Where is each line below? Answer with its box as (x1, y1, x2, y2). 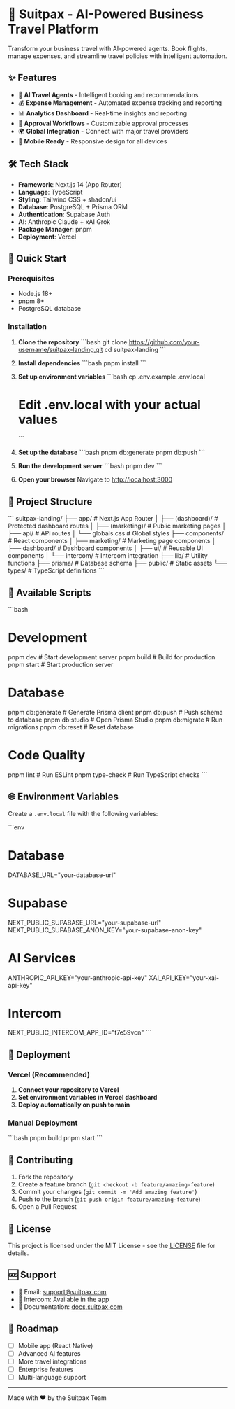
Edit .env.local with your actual (17, 397, 201, 412)
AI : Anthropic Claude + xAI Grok (17, 217, 111, 226)
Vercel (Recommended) (8, 1070, 90, 1079)
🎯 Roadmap (8, 1323, 59, 1335)
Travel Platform (8, 21, 99, 37)
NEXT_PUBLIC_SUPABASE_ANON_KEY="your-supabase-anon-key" (8, 925, 202, 934)
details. (8, 1249, 29, 1257)
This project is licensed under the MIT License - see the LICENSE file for (8, 1242, 215, 1250)
